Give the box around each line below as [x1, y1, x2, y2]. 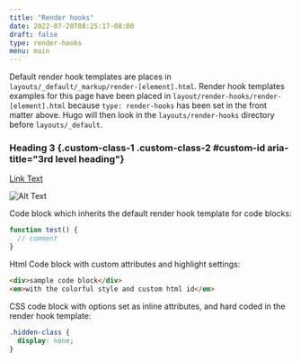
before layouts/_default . [9, 119, 103, 131]
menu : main [9, 47, 50, 56]
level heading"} [55, 153, 125, 166]
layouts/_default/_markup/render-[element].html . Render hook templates [9, 81, 285, 92]
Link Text [9, 173, 43, 185]
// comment [17, 234, 58, 243]
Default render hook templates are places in [9, 71, 173, 82]
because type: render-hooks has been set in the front [67, 100, 268, 111]
